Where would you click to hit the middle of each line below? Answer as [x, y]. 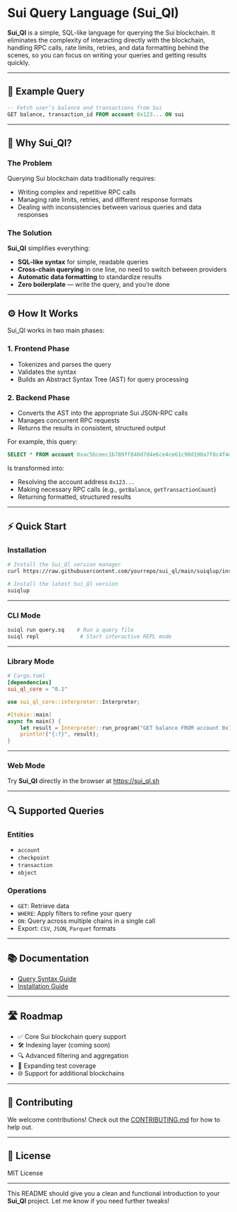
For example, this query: [43, 441]
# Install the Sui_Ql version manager [64, 565]
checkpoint [34, 858]
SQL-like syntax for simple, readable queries [83, 262]
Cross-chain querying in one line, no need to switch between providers [122, 269]
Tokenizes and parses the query [64, 364]
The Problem [30, 163]
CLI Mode [24, 615]
